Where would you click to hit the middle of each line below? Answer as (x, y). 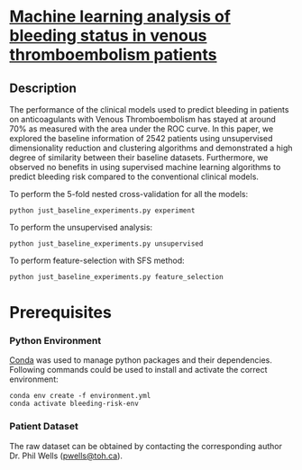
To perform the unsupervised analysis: (81, 227)
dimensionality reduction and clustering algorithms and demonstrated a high (151, 148)
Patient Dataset (44, 427)
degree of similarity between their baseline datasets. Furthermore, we (139, 158)
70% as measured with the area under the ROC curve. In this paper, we (142, 129)
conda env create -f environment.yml (80, 396)
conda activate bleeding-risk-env (74, 404)
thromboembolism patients (113, 55)
